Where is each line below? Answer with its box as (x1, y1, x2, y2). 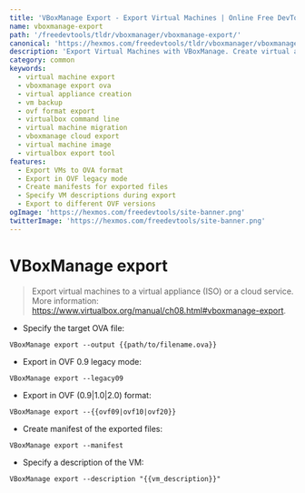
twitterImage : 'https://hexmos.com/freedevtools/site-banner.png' (9, 216, 266, 226)
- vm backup (17, 97, 64, 107)
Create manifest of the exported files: (22, 423, 163, 434)
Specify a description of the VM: (22, 457, 144, 468)
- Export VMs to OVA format (17, 166, 124, 175)
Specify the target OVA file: (22, 322, 125, 333)
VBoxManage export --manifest (9, 440, 124, 450)
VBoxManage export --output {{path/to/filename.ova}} (9, 340, 218, 349)
